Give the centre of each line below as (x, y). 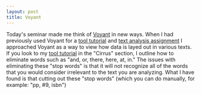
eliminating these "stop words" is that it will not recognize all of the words (97, 65)
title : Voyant (24, 17)
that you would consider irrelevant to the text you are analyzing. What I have (100, 72)
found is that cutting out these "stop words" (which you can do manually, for (100, 79)
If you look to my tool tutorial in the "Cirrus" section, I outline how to (90, 53)
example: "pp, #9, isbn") (36, 84)
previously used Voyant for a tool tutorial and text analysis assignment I (94, 40)
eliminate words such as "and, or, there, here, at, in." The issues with (91, 59)
